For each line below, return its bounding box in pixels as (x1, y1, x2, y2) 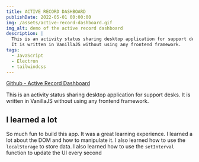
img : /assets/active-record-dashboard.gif (6, 20, 113, 25)
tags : (6, 47, 20, 53)
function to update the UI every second (6, 149, 102, 157)
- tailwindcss (11, 63, 46, 70)
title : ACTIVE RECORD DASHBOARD (6, 8, 86, 15)
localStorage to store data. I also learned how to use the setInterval (6, 143, 175, 150)
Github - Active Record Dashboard (6, 80, 91, 87)
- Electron (11, 58, 38, 64)
